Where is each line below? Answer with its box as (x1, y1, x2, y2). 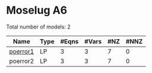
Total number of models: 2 (6, 23, 71, 30)
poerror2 (9, 57, 34, 65)
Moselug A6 (6, 4, 68, 17)
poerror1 (9, 47, 34, 55)
